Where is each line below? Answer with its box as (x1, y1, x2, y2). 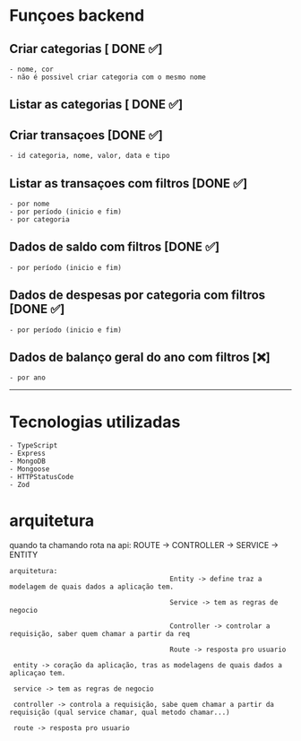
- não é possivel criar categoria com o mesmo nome (9, 73, 206, 82)
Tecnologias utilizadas (9, 412, 181, 432)
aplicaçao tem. (9, 669, 66, 678)
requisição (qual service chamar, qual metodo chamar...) (9, 708, 230, 718)
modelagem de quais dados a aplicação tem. (9, 582, 175, 592)
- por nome (9, 199, 50, 209)
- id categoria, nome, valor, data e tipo (9, 152, 170, 161)
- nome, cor (9, 65, 54, 74)
